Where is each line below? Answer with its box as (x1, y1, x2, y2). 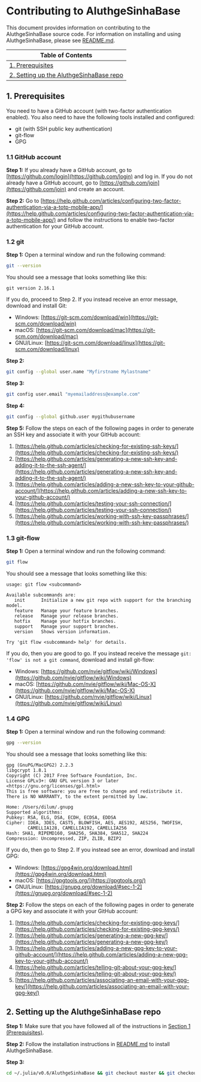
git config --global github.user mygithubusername (6, 414, 135, 420)
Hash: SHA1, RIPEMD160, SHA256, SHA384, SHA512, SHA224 (6, 830, 148, 837)
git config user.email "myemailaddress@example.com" (6, 391, 141, 397)
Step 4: (6, 402, 25, 409)
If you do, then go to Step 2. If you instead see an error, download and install (6, 846, 195, 854)
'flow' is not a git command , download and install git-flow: (6, 656, 154, 664)
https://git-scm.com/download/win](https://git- (42, 314, 159, 321)
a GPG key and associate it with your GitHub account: (6, 908, 139, 915)
